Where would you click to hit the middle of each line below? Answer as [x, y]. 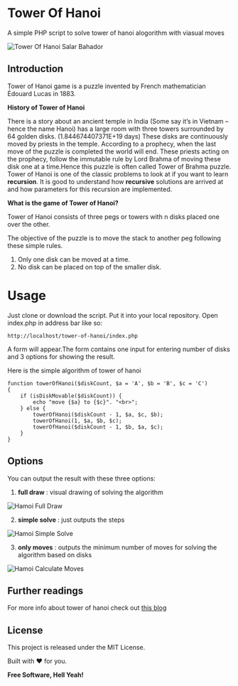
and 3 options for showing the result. [61, 356]
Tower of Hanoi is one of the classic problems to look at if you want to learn [118, 174]
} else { [33, 408]
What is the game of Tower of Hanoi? [63, 203]
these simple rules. [35, 245]
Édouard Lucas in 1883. [42, 93]
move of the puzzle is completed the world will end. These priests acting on [118, 151]
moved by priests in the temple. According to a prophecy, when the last [112, 144]
